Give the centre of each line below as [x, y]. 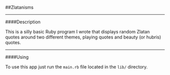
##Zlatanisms [19, 7]
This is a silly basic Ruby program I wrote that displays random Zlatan [78, 32]
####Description [23, 22]
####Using [17, 57]
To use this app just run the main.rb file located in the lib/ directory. [76, 67]
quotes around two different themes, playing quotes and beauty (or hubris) [83, 37]
